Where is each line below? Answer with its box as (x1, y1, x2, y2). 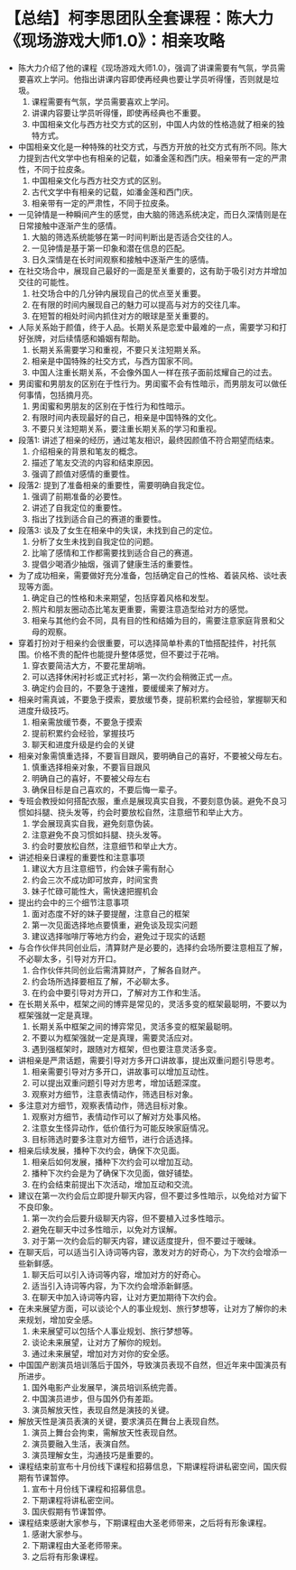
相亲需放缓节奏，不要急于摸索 (31, 716, 143, 727)
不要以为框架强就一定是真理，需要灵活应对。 (31, 1032, 199, 1043)
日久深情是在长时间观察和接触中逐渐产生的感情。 (31, 254, 214, 264)
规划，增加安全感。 (25, 1314, 97, 1325)
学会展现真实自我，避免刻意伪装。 (31, 817, 159, 828)
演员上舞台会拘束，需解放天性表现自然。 (31, 1427, 182, 1437)
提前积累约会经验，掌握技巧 (31, 727, 135, 738)
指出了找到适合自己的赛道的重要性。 (31, 513, 167, 524)
